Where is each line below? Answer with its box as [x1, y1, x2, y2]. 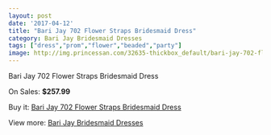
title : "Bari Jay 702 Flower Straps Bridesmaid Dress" [8, 27, 197, 35]
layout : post [8, 11, 52, 20]
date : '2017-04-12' [8, 19, 74, 27]
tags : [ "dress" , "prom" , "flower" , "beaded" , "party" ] [8, 42, 182, 50]
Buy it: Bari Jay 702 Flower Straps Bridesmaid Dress [8, 102, 181, 112]
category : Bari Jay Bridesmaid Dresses [8, 34, 143, 43]
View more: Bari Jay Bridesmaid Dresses [8, 118, 144, 127]
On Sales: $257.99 [8, 87, 71, 96]
